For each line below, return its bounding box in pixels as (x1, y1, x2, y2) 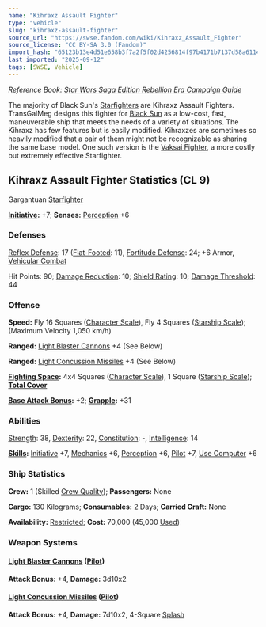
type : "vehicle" (8, 19, 62, 27)
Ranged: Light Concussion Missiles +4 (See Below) (8, 357, 177, 367)
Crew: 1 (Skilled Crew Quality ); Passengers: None (8, 486, 172, 496)
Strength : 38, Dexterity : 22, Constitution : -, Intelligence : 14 (8, 433, 199, 443)
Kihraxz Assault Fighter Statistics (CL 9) (8, 173, 211, 187)
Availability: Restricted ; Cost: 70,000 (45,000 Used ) (8, 517, 180, 526)
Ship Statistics (8, 469, 66, 480)
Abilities (8, 416, 41, 427)
